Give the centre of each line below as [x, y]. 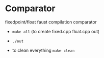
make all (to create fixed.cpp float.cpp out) [56, 31]
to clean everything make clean [43, 50]
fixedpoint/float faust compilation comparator [51, 22]
